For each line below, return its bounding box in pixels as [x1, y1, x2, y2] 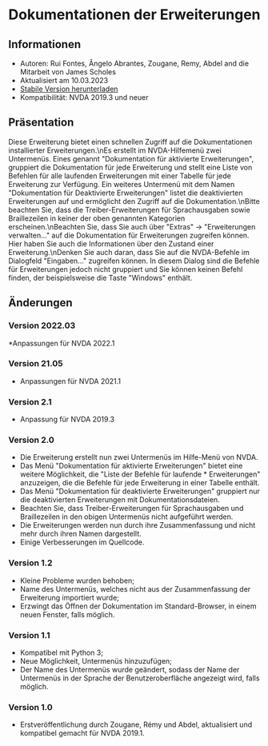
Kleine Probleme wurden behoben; [19, 576, 134, 585]
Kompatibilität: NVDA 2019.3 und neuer [19, 93, 149, 102]
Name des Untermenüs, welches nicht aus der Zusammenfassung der [19, 584, 251, 593]
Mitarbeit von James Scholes [19, 67, 116, 77]
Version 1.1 [8, 629, 50, 640]
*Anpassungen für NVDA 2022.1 [8, 338, 115, 348]
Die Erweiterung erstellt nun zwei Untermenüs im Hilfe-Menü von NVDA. [19, 453, 258, 462]
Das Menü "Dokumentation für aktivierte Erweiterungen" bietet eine [19, 461, 243, 471]
